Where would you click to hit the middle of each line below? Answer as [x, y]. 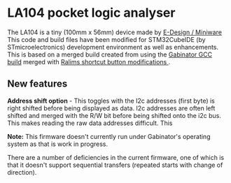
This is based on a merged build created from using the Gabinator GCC [110, 54]
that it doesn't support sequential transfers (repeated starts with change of [115, 165]
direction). [22, 172]
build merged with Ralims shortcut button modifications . [89, 61]
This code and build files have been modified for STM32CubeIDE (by [106, 39]
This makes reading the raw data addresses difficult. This [90, 123]
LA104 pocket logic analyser [91, 13]
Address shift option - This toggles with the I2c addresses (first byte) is [111, 101]
